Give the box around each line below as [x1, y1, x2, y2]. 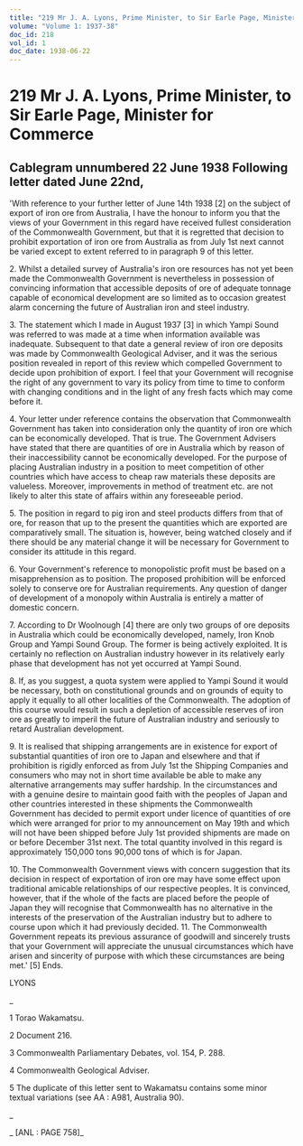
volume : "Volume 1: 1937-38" [9, 22, 119, 31]
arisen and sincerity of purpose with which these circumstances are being [9, 950, 286, 962]
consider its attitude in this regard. [9, 546, 137, 557]
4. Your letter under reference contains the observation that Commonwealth [9, 414, 291, 424]
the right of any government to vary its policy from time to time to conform [9, 377, 286, 388]
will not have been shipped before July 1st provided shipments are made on [9, 827, 290, 838]
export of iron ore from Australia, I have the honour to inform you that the [9, 208, 280, 219]
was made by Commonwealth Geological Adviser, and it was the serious [9, 349, 278, 359]
